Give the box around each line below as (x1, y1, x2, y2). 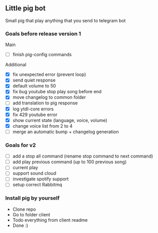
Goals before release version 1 (5, 30, 81, 37)
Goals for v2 (5, 141, 36, 148)
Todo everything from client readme (12, 217, 88, 223)
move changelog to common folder (12, 94, 86, 100)
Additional (5, 62, 27, 68)
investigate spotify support (12, 176, 69, 182)
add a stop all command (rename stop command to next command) (12, 153, 153, 159)
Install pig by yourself (5, 195, 60, 202)
